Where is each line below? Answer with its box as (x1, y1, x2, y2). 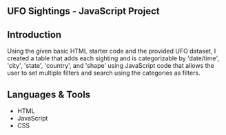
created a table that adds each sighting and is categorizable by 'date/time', (7, 54, 219, 62)
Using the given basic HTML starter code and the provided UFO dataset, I (7, 47, 216, 56)
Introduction (7, 29, 62, 40)
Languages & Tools (7, 88, 91, 100)
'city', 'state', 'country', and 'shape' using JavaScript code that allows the (7, 62, 215, 70)
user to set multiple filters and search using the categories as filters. (7, 69, 201, 77)
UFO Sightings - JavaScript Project (7, 5, 160, 17)
